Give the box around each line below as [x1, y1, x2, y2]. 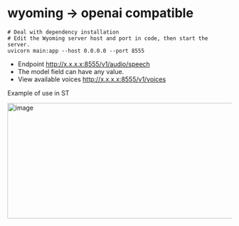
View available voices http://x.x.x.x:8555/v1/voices [17, 75, 166, 83]
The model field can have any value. [17, 67, 124, 76]
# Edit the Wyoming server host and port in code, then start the [7, 34, 208, 42]
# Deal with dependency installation [7, 29, 119, 36]
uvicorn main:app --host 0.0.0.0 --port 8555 [7, 47, 144, 54]
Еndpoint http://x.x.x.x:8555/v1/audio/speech [17, 59, 151, 68]
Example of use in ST [7, 88, 70, 97]
